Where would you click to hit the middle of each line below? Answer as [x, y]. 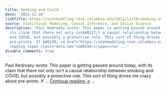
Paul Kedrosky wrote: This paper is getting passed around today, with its [79, 65]
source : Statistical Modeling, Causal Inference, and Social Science [78, 23]
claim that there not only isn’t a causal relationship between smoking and [79, 70]
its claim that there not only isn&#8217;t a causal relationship [79, 33]
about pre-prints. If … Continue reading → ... [50, 81]
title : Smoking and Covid [32, 10]
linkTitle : [16, 19]
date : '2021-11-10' [25, 14]
